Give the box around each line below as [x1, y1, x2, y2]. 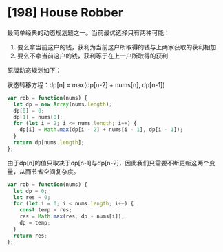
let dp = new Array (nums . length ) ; [13, 101, 112, 108]
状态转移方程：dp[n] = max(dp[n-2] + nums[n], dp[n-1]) [7, 80, 165, 89]
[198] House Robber [7, 5, 124, 21]
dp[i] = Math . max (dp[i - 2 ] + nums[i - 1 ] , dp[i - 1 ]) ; [19, 126, 184, 133]
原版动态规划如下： [7, 66, 62, 74]
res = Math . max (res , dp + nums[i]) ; [19, 213, 125, 220]
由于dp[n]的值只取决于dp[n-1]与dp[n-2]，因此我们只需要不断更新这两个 [7, 159, 210, 167]
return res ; [13, 232, 48, 239]
